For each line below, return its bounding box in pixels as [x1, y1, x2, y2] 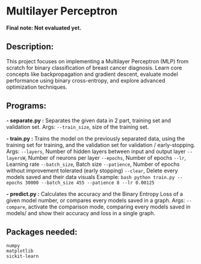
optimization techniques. [6, 83, 67, 90]
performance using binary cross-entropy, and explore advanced [6, 77, 165, 84]
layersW [6, 155, 26, 161]
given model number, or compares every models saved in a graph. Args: [6, 196, 185, 204]
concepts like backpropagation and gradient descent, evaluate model [6, 71, 179, 78]
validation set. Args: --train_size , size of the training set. [6, 123, 149, 130]
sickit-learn [6, 253, 39, 260]
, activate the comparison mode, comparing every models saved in [25, 203, 191, 210]
